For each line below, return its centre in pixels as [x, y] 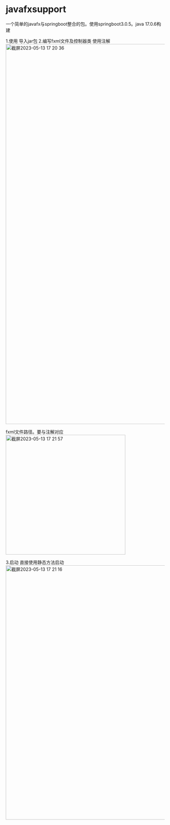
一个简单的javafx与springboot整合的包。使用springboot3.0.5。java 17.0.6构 [83, 24]
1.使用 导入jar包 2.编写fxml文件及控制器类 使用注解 [58, 41]
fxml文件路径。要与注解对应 [35, 432]
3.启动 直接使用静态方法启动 [35, 562]
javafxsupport [36, 9]
